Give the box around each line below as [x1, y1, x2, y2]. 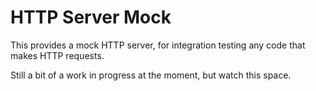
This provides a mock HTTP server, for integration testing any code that [10, 39, 306, 51]
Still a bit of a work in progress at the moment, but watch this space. [10, 69, 292, 81]
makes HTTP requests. [10, 49, 105, 61]
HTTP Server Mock [10, 6, 172, 29]
